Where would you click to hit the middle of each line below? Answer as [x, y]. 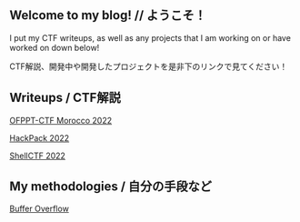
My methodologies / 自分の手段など [110, 187]
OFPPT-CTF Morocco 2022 [61, 120]
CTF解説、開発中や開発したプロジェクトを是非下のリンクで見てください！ [149, 66]
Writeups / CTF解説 [65, 98]
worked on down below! [55, 47]
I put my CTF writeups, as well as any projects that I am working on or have [150, 37]
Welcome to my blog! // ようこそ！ [108, 15]
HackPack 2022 [40, 137]
